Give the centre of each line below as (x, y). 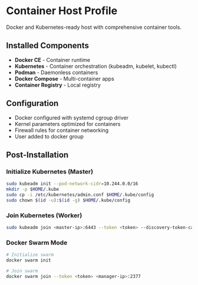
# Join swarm (22, 271)
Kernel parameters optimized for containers (67, 124)
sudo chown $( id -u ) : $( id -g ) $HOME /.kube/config (68, 200)
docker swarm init (29, 260)
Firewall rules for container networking (62, 130)
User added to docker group (49, 136)
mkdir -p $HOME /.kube (33, 190)
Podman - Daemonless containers (56, 72)
